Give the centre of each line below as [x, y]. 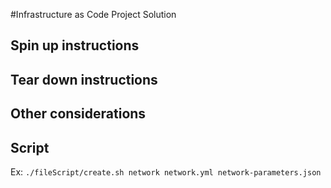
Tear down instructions [84, 79]
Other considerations [78, 114]
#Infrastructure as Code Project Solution [93, 14]
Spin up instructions [75, 45]
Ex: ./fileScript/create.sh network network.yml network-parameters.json [166, 171]
